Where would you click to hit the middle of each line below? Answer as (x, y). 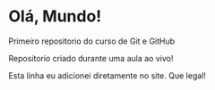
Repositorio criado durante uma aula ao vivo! (91, 58)
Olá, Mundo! (55, 16)
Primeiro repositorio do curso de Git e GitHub (92, 41)
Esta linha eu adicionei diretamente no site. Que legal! (107, 75)
